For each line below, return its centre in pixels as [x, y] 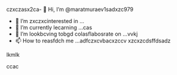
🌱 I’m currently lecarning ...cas [54, 28]
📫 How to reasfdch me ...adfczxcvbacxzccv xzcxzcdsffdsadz [93, 41]
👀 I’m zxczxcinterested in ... [49, 21]
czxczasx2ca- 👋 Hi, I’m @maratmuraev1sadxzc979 [70, 9]
